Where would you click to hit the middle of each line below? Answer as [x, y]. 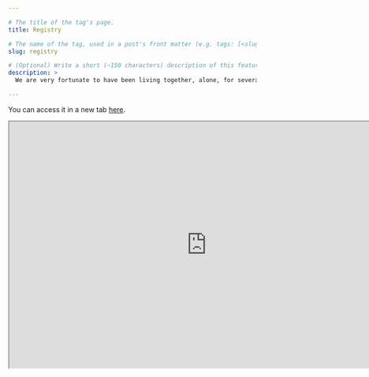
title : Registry [35, 30]
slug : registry [33, 51]
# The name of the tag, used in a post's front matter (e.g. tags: [121, 44]
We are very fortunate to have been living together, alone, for [125, 80]
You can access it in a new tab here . [67, 109]
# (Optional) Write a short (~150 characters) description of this [121, 65]
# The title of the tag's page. [61, 22]
